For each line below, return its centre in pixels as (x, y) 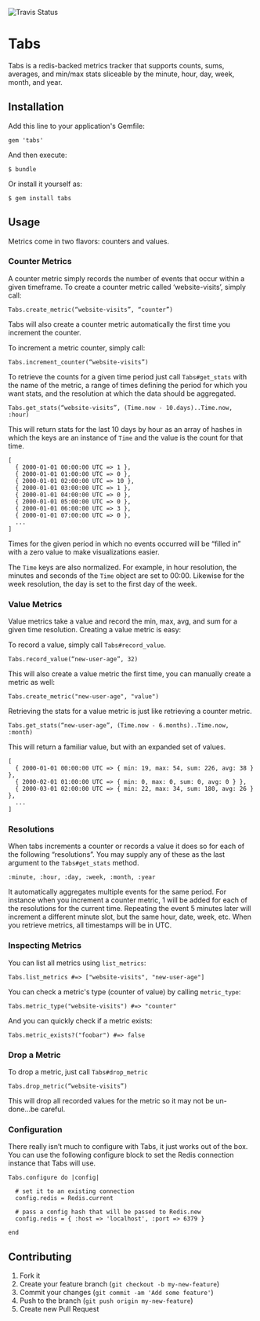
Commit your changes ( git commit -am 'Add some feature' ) (116, 1293)
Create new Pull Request (59, 1309)
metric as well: (32, 682)
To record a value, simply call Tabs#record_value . (87, 645)
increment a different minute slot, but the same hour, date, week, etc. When (130, 917)
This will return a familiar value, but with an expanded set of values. (117, 747)
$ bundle (22, 169)
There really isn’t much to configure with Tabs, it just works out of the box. (128, 1147)
